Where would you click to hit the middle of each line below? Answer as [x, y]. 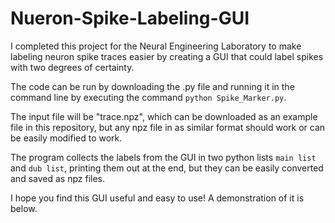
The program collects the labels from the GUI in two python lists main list [163, 157]
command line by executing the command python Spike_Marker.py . [148, 97]
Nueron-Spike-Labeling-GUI [130, 18]
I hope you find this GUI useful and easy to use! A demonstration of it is [157, 198]
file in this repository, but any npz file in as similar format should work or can [168, 127]
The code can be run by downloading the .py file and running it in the [152, 86]
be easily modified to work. [66, 138]
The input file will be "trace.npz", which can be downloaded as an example [164, 116]
